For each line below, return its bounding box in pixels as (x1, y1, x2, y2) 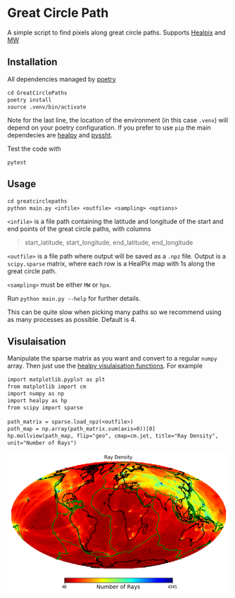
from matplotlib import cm (7, 383, 87, 390)
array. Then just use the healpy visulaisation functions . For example (7, 361, 203, 370)
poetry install (7, 96, 52, 104)
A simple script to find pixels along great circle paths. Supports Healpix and (7, 28, 227, 37)
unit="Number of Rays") (7, 440, 77, 447)
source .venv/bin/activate (7, 104, 87, 111)
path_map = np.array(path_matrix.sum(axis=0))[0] (7, 425, 156, 432)
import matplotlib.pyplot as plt (7, 376, 106, 383)
